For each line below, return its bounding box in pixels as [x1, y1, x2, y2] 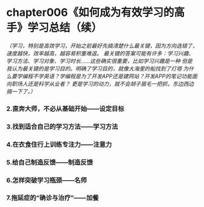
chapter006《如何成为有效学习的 [6, 5, 174, 19]
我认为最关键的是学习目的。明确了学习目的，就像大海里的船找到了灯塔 [6, 65, 182, 72]
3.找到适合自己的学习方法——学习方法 [6, 122, 118, 131]
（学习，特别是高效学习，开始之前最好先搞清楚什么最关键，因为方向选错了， [6, 42, 198, 49]
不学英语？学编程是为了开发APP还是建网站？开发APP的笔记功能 [32, 72, 192, 80]
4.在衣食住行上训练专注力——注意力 [6, 140, 112, 149]
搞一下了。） [6, 88, 36, 95]
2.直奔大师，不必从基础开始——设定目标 [6, 104, 124, 113]
